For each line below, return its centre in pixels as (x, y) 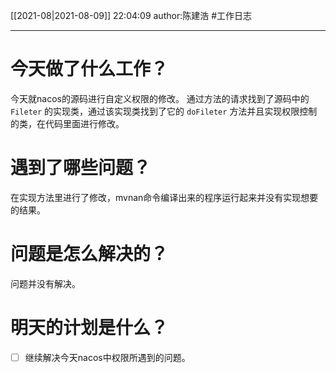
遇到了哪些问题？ (81, 168)
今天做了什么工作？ (89, 69)
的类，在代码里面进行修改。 (67, 123)
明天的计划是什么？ (89, 328)
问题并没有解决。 (45, 283)
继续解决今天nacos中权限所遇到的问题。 (107, 357)
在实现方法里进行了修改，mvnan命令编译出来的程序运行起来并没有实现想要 (164, 197)
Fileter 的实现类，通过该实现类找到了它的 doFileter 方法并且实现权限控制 (164, 111)
